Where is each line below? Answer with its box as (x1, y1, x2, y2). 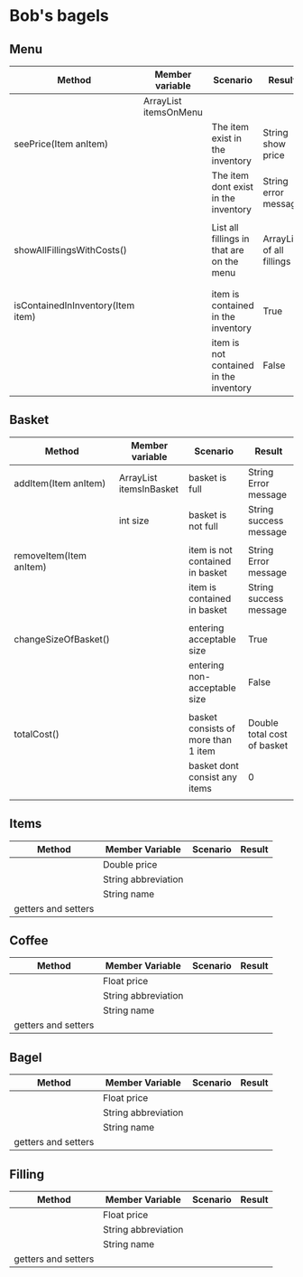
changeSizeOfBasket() (14, 633, 110, 645)
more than (188, 733, 233, 746)
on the (211, 255, 239, 268)
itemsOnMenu (142, 106, 203, 118)
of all (262, 244, 284, 256)
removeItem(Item (14, 549, 87, 561)
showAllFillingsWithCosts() (14, 244, 128, 256)
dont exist (211, 181, 254, 192)
